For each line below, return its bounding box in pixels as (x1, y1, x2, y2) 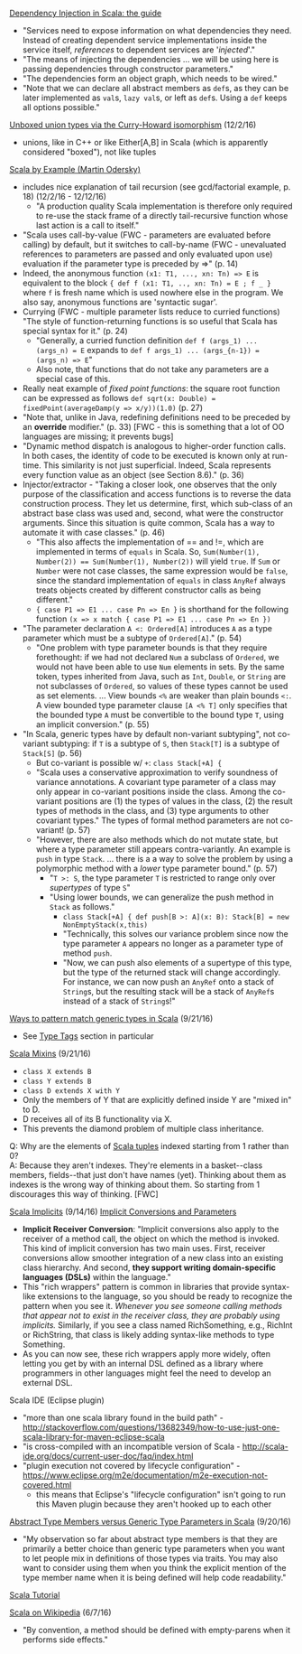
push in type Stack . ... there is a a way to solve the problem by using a (35, 854, 294, 864)
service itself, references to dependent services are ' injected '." (22, 44, 255, 55)
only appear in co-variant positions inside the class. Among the (35, 786, 271, 797)
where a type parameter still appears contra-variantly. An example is (35, 844, 291, 855)
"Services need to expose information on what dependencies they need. (22, 25, 292, 35)
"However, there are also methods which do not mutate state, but (35, 835, 279, 845)
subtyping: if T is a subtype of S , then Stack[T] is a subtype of (50, 738, 280, 749)
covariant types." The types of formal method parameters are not (35, 815, 279, 826)
